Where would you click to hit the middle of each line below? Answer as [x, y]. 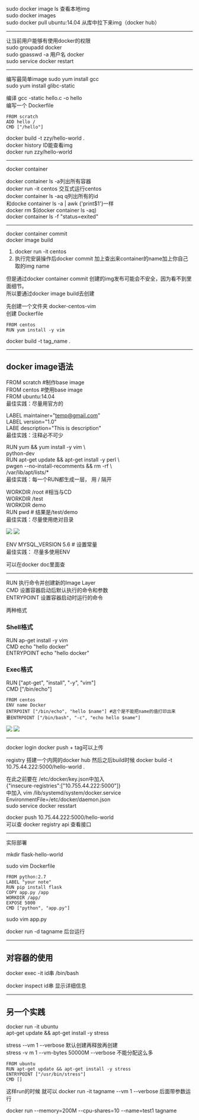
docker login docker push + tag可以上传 [55, 748]
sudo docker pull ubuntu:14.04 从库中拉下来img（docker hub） [83, 22]
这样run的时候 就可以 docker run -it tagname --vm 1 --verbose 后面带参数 [96, 1091]
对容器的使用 [30, 957]
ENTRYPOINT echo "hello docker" [48, 653]
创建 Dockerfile [25, 313]
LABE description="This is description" [54, 428]
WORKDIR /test [25, 498]
